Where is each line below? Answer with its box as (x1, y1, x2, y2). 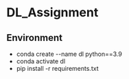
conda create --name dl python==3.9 (16, 50, 123, 58)
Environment (6, 32, 63, 44)
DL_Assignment (6, 5, 99, 20)
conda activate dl (16, 57, 66, 65)
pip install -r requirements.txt (16, 65, 99, 72)
